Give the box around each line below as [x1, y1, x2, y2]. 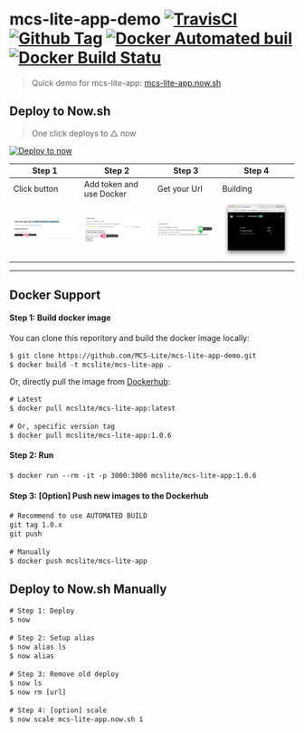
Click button [13, 184, 59, 194]
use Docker [84, 188, 127, 199]
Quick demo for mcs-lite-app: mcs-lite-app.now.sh [31, 77, 222, 88]
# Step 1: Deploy [9, 606, 75, 615]
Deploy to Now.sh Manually [9, 581, 167, 596]
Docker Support [9, 287, 101, 302]
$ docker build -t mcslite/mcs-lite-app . [9, 360, 172, 369]
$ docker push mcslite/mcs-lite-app [9, 557, 147, 566]
